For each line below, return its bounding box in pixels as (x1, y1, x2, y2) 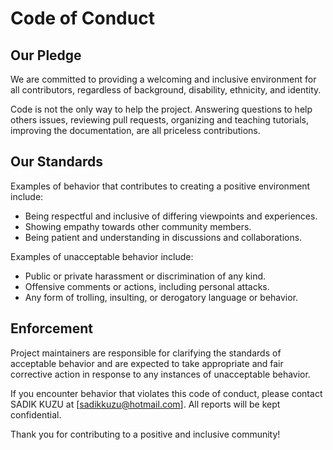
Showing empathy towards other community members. (24, 220, 252, 232)
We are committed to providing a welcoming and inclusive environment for (10, 73, 317, 85)
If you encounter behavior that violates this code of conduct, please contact (10, 387, 323, 399)
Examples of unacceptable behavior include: (10, 250, 194, 262)
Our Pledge (10, 47, 82, 64)
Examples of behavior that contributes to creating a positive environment (10, 180, 311, 192)
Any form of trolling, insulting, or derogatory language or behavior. (24, 291, 299, 303)
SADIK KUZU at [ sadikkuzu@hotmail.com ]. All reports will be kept (10, 398, 281, 410)
